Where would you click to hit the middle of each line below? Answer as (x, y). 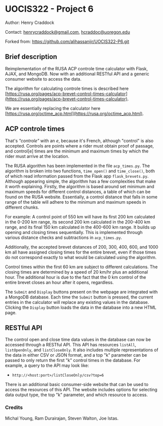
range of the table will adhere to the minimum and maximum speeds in (75, 202)
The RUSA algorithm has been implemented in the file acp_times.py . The (77, 166)
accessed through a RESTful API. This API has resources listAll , (71, 345)
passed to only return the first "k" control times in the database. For (73, 361)
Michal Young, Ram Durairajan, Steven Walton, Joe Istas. (62, 418)
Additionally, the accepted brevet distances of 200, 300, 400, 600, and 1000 (82, 247)
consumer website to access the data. (43, 79)
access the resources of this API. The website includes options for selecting (81, 390)
